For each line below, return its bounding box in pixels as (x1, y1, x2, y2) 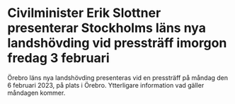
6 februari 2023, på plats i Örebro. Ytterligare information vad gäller (7, 81, 205, 89)
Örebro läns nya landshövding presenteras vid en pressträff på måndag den (7, 73, 229, 82)
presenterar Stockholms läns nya (7, 20, 207, 36)
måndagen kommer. (7, 88, 66, 97)
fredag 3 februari (7, 50, 110, 67)
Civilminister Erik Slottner (7, 5, 161, 21)
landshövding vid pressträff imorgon (7, 35, 227, 51)
